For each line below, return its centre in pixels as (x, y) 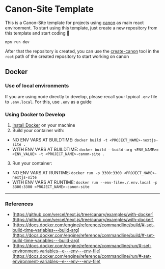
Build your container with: (38, 130)
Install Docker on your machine (43, 125)
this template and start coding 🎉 (37, 33)
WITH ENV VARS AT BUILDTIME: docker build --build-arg (72, 149)
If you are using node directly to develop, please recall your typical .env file (81, 96)
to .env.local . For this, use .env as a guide (48, 102)
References (19, 204)
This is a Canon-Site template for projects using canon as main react (74, 23)
